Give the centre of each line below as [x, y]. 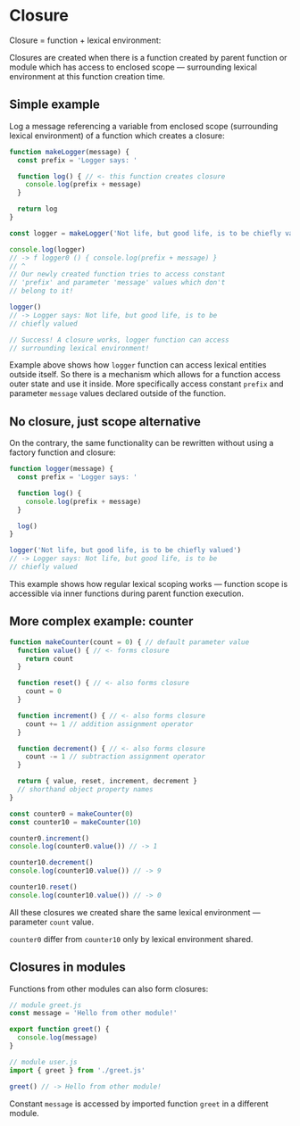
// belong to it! [42, 291]
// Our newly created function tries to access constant [117, 274]
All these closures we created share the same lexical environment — [135, 912]
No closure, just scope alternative [105, 422]
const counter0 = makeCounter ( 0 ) [71, 814]
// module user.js [43, 1062]
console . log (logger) [48, 249]
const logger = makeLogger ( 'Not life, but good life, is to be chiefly [145, 233]
